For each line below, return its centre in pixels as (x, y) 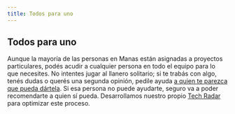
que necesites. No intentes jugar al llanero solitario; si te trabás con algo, (112, 73)
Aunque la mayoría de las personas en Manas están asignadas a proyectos (115, 59)
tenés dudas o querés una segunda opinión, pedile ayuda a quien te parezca (117, 81)
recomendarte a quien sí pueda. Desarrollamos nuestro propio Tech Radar (114, 96)
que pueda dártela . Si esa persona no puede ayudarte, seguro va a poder (113, 89)
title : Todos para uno (40, 14)
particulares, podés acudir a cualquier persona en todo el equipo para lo (111, 66)
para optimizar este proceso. (49, 104)
